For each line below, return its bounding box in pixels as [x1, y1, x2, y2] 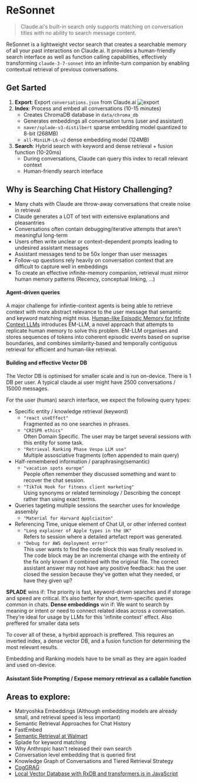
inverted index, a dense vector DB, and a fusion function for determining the [6, 637, 191, 644]
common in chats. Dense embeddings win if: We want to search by [6, 601, 169, 608]
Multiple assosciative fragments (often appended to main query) [23, 452, 179, 459]
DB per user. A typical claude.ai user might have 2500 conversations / [6, 379, 176, 386]
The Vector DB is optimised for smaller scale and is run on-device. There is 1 [6, 372, 192, 379]
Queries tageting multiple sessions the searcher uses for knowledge [14, 502, 181, 509]
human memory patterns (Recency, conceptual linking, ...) [14, 275, 155, 282]
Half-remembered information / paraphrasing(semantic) [14, 458, 150, 465]
